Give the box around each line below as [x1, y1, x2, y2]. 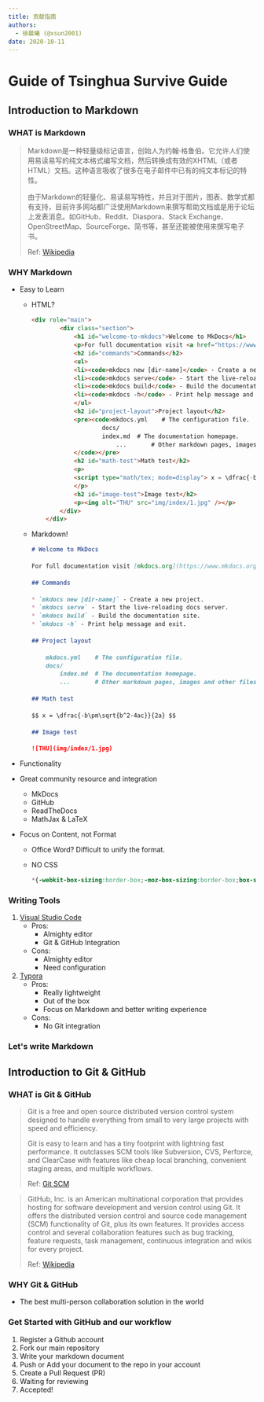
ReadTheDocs [31, 806, 78, 815]
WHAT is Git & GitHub [8, 1089, 92, 1100]
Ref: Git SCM [27, 1179, 70, 1188]
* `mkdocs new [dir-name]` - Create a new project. [31, 595, 204, 603]
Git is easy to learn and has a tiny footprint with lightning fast [27, 1139, 225, 1148]
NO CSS [31, 860, 58, 870]
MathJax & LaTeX [31, 815, 88, 824]
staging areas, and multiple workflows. [27, 1164, 153, 1173]
